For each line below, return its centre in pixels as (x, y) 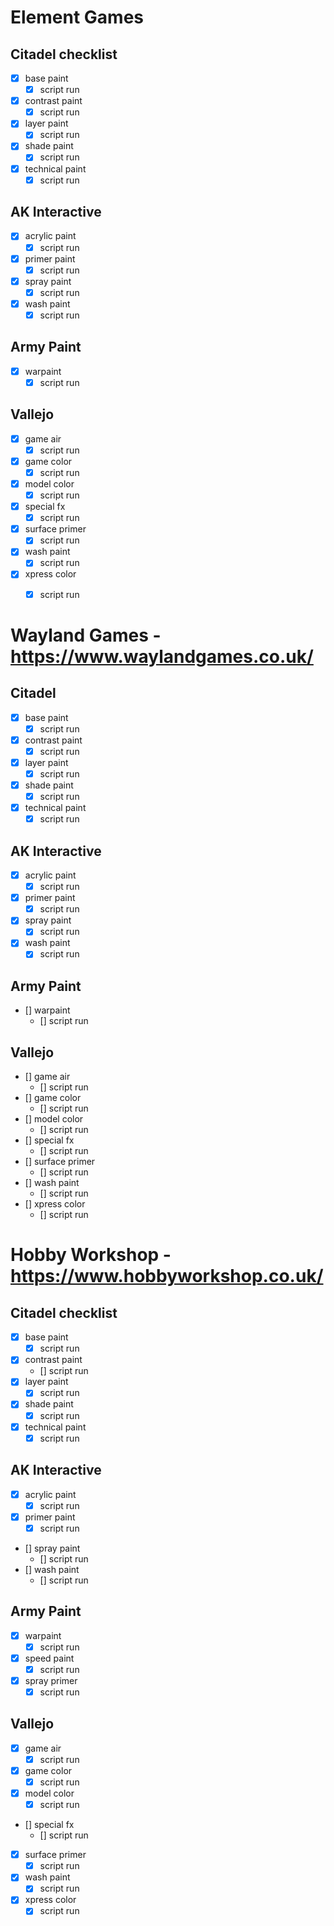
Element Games (77, 17)
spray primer (51, 1680)
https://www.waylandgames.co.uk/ (162, 656)
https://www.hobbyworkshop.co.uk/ (167, 1276)
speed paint (49, 1658)
